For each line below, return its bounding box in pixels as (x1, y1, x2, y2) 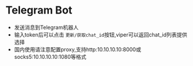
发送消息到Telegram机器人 (14, 24, 79, 31)
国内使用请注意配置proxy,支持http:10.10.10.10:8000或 (14, 45, 142, 53)
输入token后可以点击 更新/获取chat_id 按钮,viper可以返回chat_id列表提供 (14, 31, 188, 38)
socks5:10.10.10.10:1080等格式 (14, 53, 87, 60)
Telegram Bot (5, 4, 73, 17)
